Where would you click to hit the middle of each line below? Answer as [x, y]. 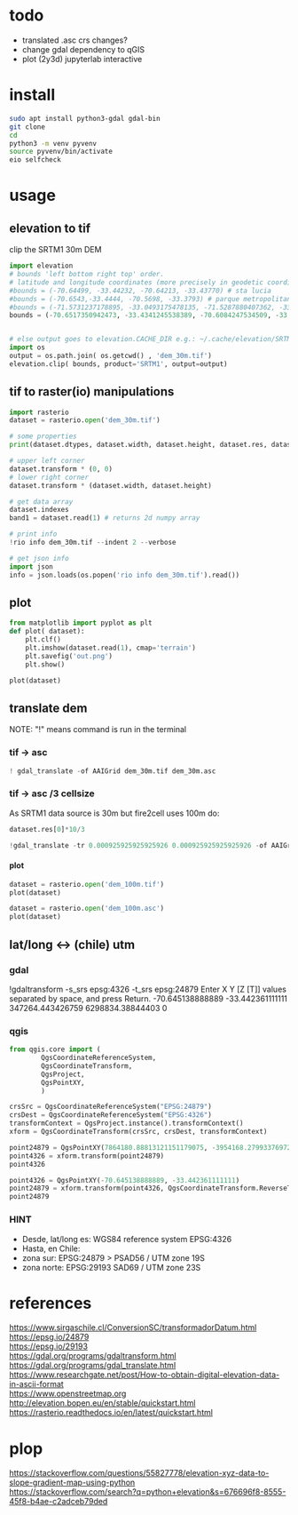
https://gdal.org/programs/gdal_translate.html [93, 1366]
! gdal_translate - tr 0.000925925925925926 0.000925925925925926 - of [138, 845]
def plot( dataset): [47, 632]
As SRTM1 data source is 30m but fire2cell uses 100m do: [114, 813]
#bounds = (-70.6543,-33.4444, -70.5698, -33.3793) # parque [125, 299]
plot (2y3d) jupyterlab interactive [82, 59]
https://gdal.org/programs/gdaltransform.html [93, 1356]
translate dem [48, 708]
